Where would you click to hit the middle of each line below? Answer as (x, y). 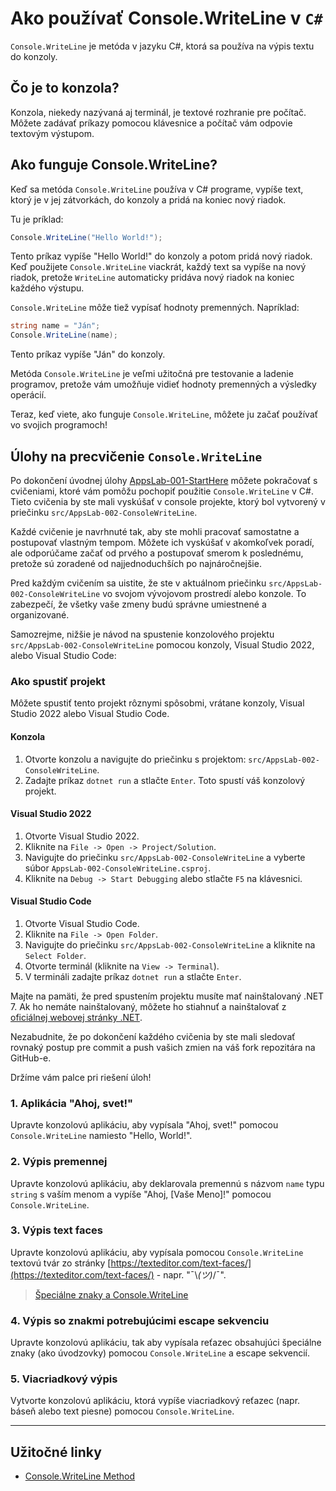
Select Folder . (55, 955)
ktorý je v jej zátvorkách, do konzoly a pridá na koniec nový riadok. (148, 199)
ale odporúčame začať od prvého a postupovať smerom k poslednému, (157, 553)
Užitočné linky (56, 1452)
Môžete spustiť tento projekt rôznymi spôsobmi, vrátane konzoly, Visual (157, 703)
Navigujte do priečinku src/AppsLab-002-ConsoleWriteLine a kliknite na (170, 944)
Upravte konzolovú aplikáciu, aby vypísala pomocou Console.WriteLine (157, 1252)
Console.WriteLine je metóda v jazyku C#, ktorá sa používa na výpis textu (162, 46)
